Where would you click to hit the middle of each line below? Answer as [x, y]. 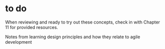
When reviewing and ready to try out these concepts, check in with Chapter [83, 22]
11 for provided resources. [32, 27]
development [19, 42]
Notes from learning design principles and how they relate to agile [73, 37]
